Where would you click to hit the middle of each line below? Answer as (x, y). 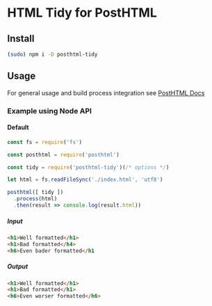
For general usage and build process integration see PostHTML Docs (106, 92)
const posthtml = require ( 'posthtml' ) (63, 154)
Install (21, 39)
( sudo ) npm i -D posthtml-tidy (52, 54)
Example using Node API (50, 111)
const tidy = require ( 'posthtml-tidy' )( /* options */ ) (88, 167)
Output (18, 266)
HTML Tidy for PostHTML (82, 13)
